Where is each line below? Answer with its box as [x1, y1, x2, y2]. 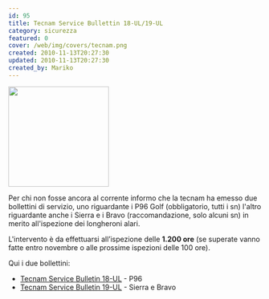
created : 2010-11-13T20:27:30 [8, 49, 110, 57]
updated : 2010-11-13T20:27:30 [8, 57, 110, 65]
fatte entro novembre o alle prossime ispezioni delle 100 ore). [8, 242, 210, 253]
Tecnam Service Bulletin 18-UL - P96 [19, 273, 143, 283]
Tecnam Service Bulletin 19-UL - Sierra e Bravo [19, 282, 177, 292]
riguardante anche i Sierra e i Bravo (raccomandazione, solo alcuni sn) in [8, 210, 249, 220]
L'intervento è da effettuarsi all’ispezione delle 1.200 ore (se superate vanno [8, 234, 261, 244]
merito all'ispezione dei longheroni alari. [8, 218, 141, 228]
